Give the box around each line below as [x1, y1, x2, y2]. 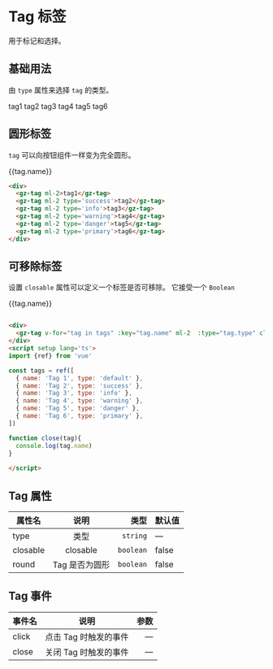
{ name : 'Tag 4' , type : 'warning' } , [15, 397, 144, 405]
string [121, 531, 148, 541]
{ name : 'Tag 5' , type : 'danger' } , [15, 404, 140, 413]
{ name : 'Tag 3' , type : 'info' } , [15, 389, 132, 397]
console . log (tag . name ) [15, 441, 93, 450]
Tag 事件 [8, 589, 52, 603]
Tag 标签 [8, 7, 67, 26]
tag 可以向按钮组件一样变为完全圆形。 [8, 150, 136, 159]
